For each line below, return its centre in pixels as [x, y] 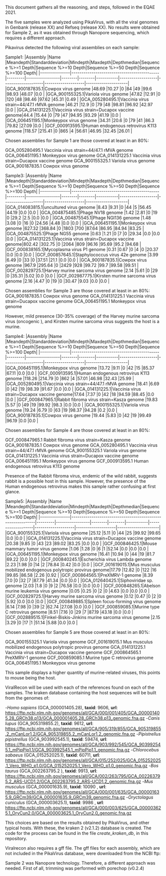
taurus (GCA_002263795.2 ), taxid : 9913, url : [51, 771]
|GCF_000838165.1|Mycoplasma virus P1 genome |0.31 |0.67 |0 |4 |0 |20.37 [82, 249]
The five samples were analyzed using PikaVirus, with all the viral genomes [82, 22]
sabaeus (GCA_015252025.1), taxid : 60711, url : [53, 755]
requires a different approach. [36, 38]
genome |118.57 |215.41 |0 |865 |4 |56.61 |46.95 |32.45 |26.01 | [69, 131]
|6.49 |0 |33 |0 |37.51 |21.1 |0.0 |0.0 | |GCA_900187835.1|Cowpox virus [76, 260]
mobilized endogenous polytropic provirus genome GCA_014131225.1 [75, 647]
